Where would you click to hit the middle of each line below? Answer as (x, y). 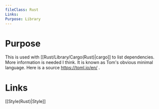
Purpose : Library (23, 19)
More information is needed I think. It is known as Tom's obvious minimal (79, 62)
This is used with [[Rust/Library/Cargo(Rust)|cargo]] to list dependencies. (80, 57)
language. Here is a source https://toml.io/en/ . (53, 68)
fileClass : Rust (22, 10)
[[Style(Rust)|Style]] (25, 102)
